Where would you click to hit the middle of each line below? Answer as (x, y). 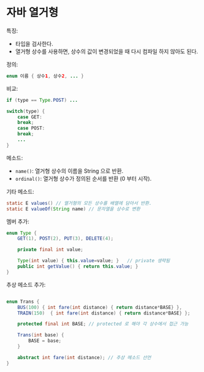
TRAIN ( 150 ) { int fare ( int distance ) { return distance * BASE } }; (104, 313)
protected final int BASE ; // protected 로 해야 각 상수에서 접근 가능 (103, 324)
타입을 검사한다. (34, 44)
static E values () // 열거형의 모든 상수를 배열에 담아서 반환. (79, 203)
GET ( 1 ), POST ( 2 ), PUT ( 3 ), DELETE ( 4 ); (66, 239)
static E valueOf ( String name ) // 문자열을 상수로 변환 (74, 209)
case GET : (30, 117)
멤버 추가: (18, 221)
